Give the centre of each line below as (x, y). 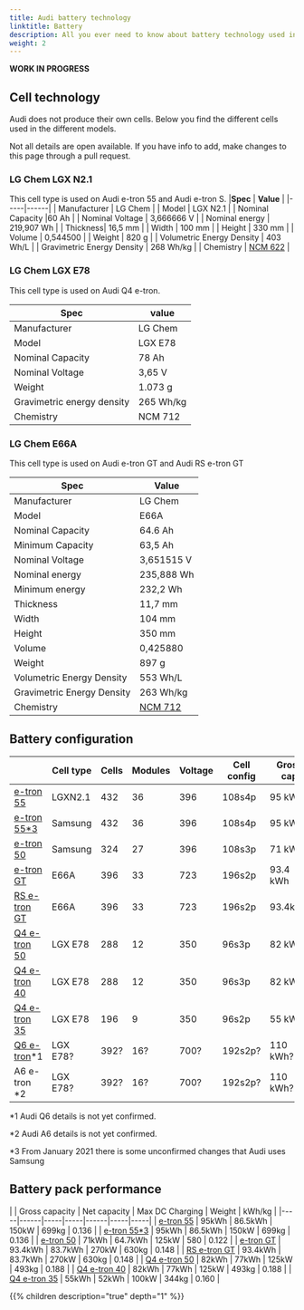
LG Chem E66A (43, 443)
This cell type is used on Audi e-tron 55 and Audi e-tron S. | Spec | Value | (147, 199)
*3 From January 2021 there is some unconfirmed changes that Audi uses (148, 1151)
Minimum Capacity (54, 544)
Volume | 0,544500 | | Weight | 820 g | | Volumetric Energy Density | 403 (146, 237)
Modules (151, 770)
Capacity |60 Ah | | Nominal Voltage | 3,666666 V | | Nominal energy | (140, 218)
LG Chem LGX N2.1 (51, 179)
